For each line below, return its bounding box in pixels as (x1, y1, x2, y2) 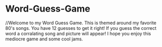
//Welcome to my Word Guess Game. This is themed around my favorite (5, 20, 157, 26)
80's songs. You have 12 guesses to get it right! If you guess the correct (5, 25, 157, 31)
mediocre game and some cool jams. (5, 36, 83, 42)
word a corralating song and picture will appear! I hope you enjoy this (5, 30, 151, 36)
